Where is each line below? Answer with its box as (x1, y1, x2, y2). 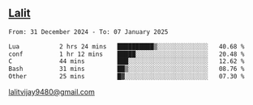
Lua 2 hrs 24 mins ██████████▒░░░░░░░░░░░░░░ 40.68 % (8, 42, 245, 51)
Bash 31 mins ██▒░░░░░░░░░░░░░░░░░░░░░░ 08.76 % (8, 65, 245, 73)
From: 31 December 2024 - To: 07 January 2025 (8, 27, 169, 36)
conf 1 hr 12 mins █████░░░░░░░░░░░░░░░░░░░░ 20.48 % (8, 50, 245, 58)
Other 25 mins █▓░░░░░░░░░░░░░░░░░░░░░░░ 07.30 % (8, 73, 245, 81)
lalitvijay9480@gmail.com (8, 87, 95, 97)
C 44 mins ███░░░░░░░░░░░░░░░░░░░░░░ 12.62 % (8, 57, 245, 65)
